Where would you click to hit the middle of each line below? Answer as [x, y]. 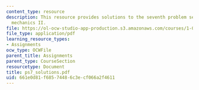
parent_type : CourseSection [41, 61]
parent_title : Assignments [39, 56]
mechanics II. [29, 22]
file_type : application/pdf [41, 34]
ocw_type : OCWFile [29, 50]
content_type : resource [36, 12]
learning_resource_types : [38, 39]
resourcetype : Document [36, 67]
